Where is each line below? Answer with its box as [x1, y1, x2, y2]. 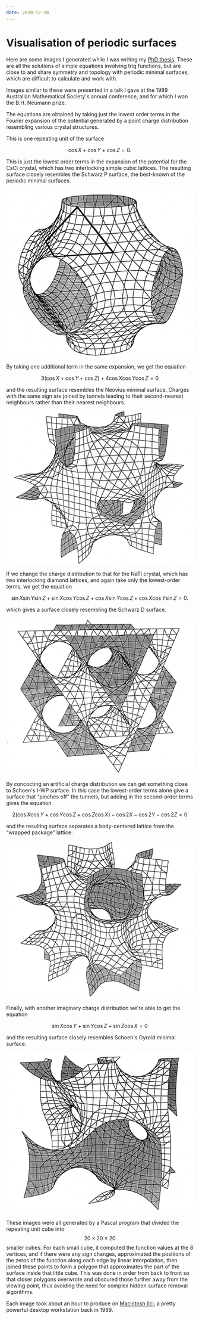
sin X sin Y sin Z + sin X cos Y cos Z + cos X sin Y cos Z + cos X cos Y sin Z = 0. [11, 595, 189, 602]
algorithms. [6, 1288, 34, 1295]
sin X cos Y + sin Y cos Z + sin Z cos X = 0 [51, 1023, 149, 1030]
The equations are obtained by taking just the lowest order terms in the [6, 110, 180, 117]
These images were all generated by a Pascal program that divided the [6, 1219, 179, 1226]
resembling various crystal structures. [6, 123, 99, 131]
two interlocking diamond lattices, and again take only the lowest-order [6, 577, 181, 584]
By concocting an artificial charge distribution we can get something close [6, 780, 188, 787]
